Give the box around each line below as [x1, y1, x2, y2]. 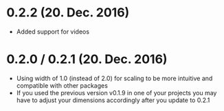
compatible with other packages [16, 81, 108, 90]
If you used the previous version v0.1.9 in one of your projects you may [16, 88, 217, 97]
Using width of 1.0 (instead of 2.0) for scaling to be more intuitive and [16, 74, 213, 82]
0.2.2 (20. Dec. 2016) [6, 5, 130, 21]
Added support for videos [16, 27, 90, 36]
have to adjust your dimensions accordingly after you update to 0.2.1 [16, 96, 210, 104]
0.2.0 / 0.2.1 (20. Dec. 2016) [6, 51, 168, 67]
